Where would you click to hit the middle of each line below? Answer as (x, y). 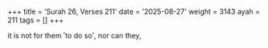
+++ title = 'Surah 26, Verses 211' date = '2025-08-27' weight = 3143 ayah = (134, 12)
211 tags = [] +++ (36, 20)
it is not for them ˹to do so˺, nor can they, (75, 36)
